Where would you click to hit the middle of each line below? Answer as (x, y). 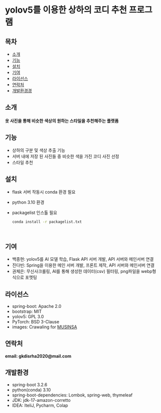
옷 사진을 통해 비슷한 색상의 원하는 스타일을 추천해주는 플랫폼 (62, 121)
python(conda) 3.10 (31, 390)
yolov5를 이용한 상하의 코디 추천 (66, 10)
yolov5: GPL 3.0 (28, 317)
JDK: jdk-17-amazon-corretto (41, 400)
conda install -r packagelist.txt (47, 222)
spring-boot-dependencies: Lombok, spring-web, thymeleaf (72, 395)
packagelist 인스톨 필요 (34, 213)
